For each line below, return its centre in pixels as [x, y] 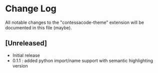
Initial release [26, 55]
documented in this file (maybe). [38, 27]
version [20, 66]
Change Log [31, 9]
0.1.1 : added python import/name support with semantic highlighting [83, 61]
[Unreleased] [26, 43]
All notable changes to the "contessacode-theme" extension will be [74, 22]
